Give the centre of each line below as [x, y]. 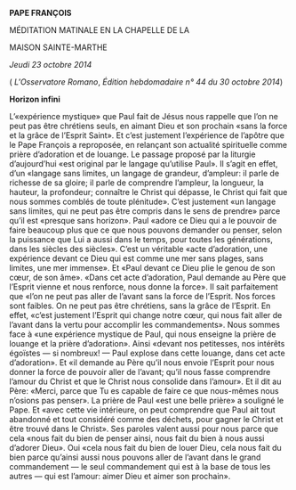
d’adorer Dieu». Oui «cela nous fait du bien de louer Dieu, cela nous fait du [145, 448]
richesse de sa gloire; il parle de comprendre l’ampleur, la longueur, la [136, 183]
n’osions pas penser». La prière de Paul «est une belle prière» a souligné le [147, 400]
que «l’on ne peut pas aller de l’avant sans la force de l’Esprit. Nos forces [142, 296]
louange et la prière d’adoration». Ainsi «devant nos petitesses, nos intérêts [147, 343]
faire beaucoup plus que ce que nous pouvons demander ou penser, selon [146, 230]
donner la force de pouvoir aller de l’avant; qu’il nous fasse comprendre [140, 372]
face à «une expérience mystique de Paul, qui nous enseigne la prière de [143, 334]
